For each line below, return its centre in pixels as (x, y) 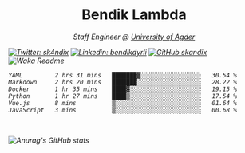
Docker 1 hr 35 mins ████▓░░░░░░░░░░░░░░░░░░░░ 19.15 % (123, 89)
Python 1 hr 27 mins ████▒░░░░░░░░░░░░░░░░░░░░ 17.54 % (123, 96)
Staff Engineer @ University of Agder (134, 37)
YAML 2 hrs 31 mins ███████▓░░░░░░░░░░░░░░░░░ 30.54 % (123, 75)
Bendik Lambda (134, 15)
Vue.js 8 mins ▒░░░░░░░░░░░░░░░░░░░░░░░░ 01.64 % (123, 103)
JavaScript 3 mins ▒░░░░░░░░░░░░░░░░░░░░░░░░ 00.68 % (123, 110)
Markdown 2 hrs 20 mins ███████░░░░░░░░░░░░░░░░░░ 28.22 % (123, 82)
